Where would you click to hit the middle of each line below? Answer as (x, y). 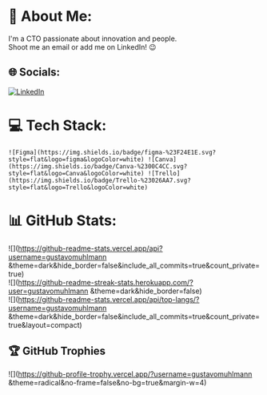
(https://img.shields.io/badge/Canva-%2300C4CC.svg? (98, 166)
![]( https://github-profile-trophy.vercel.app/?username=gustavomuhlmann (130, 374)
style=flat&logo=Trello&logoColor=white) (78, 187)
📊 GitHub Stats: (63, 220)
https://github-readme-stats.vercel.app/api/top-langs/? (109, 299)
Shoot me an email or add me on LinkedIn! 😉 (82, 46)
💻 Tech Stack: (58, 125)
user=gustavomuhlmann (48, 291)
